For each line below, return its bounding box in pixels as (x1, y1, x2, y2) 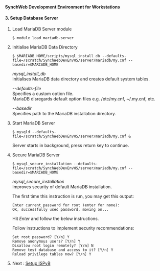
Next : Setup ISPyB (12, 260, 50, 266)
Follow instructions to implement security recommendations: (12, 225, 135, 231)
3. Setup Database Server (5, 15, 59, 21)
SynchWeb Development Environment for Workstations (5, 4, 120, 10)
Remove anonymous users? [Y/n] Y (12, 239, 81, 244)
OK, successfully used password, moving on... (12, 207, 109, 212)
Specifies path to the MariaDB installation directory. (12, 110, 116, 116)
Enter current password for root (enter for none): (12, 202, 120, 208)
